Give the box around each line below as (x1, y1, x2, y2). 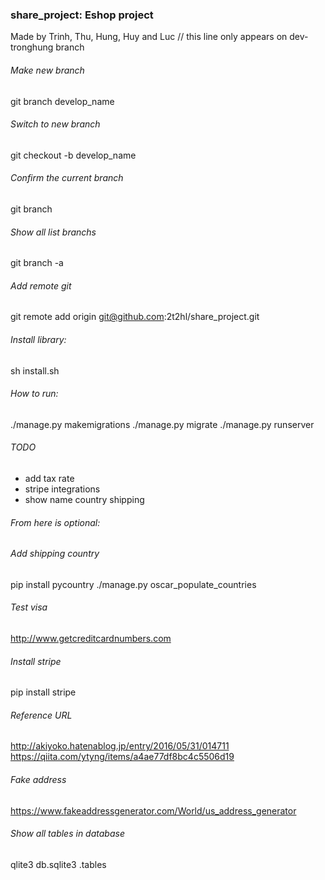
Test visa (10, 601, 48, 613)
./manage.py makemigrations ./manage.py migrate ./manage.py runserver (10, 418, 315, 430)
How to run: (10, 388, 59, 400)
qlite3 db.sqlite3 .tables (10, 858, 107, 870)
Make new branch (10, 64, 85, 76)
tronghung (10, 41, 54, 53)
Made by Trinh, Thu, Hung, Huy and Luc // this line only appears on (10, 31, 288, 43)
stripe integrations (24, 483, 101, 495)
